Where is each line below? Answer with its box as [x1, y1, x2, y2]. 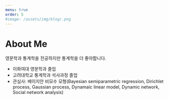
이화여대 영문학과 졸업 [12, 66, 57, 72]
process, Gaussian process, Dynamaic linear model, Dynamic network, [12, 84, 160, 90]
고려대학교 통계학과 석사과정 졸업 [12, 72, 78, 78]
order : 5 [5, 12, 24, 17]
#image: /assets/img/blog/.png [5, 16, 71, 21]
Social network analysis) [12, 89, 64, 95]
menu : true [5, 7, 28, 12]
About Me [5, 38, 47, 49]
